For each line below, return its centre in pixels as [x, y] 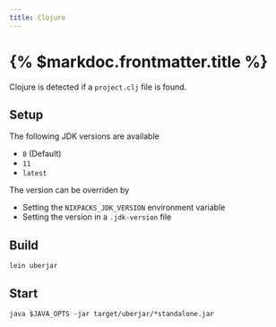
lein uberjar [34, 266]
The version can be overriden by [69, 190]
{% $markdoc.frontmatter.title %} [139, 61]
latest [34, 174]
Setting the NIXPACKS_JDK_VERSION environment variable [124, 208]
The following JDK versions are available [84, 136]
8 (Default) [42, 154]
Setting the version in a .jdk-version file [97, 217]
